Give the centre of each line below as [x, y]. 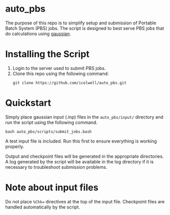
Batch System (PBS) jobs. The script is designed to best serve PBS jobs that [85, 28]
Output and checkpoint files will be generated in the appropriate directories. [84, 156]
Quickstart [28, 103]
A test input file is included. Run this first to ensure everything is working [81, 141]
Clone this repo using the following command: [61, 74]
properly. [15, 146]
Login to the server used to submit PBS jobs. [59, 68]
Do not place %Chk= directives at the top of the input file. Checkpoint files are [85, 201]
